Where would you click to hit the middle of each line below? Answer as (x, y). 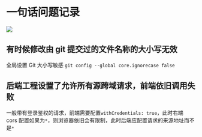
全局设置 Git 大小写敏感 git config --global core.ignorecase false (91, 65)
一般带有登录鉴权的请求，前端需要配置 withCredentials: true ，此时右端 (95, 112)
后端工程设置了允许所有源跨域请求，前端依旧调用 (97, 86)
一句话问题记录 (43, 12)
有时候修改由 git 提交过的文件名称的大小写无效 (92, 50)
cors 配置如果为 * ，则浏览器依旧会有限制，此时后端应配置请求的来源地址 (95, 120)
